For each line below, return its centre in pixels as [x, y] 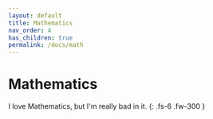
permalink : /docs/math [46, 45]
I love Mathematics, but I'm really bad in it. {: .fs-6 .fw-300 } [107, 106]
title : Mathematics [41, 23]
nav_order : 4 [30, 30]
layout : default [35, 15]
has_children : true [41, 38]
